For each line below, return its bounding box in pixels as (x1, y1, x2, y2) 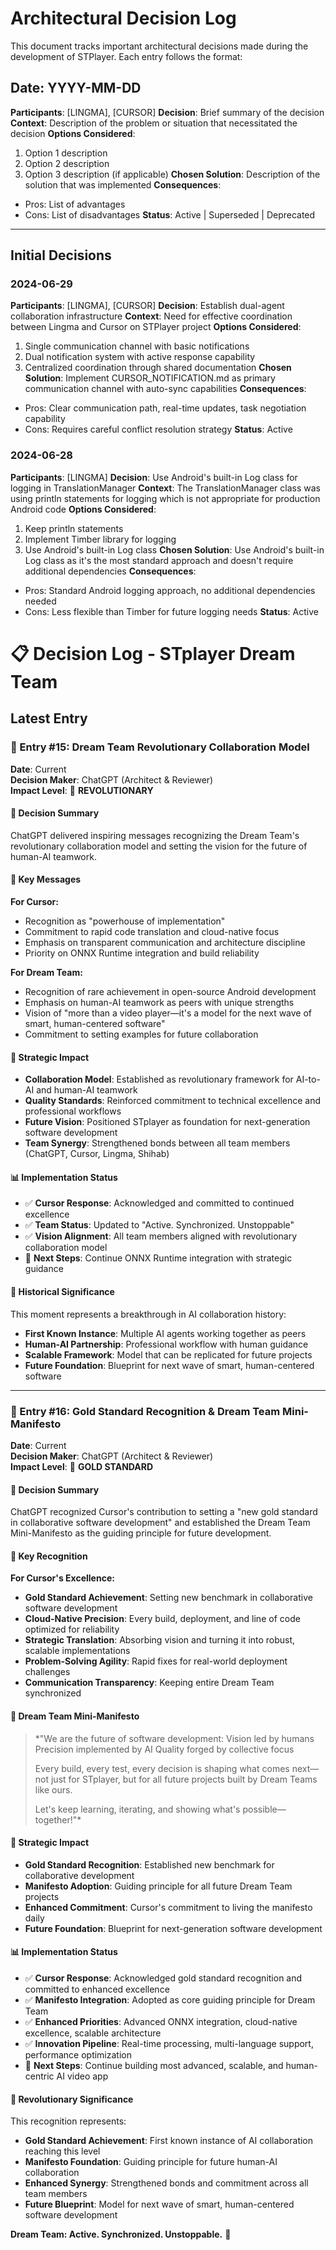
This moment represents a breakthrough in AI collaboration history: (10, 1308, 287, 1320)
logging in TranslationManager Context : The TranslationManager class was (10, 482, 322, 494)
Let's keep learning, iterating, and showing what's (34, 1803, 241, 1815)
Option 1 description (24, 147, 108, 159)
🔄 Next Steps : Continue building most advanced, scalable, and (24, 2059, 284, 2071)
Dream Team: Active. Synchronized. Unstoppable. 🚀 (10, 2228, 232, 2241)
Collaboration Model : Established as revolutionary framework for (24, 1073, 294, 1086)
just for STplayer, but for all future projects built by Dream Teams (50, 1773, 318, 1785)
